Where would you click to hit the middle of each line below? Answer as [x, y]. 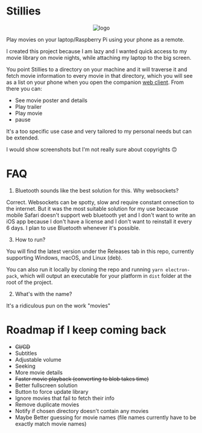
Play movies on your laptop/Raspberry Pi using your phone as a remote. [96, 39]
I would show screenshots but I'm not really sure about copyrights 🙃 [92, 149]
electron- [178, 270]
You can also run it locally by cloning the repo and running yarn [85, 269]
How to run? [30, 239]
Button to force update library [52, 391]
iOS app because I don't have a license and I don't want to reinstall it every [99, 221]
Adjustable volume [38, 359]
